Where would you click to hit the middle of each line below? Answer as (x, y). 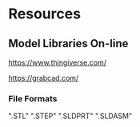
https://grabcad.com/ (44, 78)
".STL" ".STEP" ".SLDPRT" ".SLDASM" (70, 116)
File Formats (33, 98)
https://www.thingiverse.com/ (57, 62)
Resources (45, 14)
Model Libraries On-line (68, 44)
